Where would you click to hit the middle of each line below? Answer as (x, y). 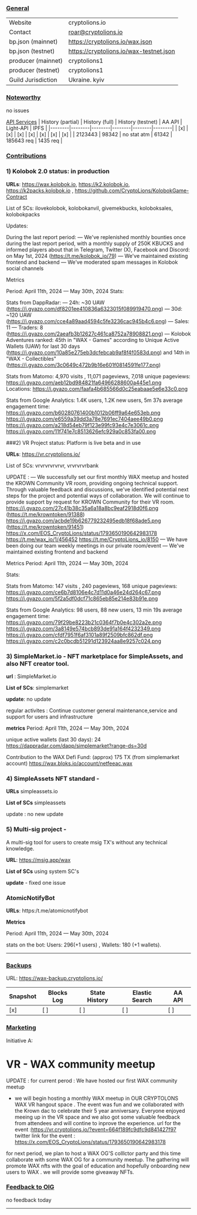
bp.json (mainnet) (33, 42)
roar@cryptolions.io (96, 32)
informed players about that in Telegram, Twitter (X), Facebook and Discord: (98, 249)
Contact (20, 32)
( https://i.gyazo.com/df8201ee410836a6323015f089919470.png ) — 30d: (94, 308)
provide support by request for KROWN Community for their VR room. (90, 502)
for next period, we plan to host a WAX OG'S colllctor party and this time (94, 1153)
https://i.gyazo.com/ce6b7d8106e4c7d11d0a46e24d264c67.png (84, 592)
